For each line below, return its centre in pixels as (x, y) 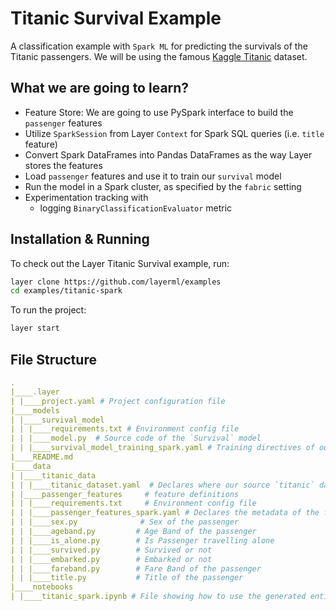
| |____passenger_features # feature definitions (125, 494)
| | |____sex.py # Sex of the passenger (125, 522)
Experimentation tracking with (86, 197)
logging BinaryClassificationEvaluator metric (136, 208)
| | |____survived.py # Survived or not (111, 550)
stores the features (63, 165)
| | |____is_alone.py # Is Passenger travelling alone (142, 540)
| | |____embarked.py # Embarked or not (111, 559)
